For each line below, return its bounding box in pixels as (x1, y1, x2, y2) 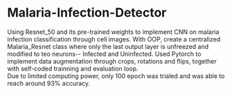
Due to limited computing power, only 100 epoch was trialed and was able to (7, 71, 225, 80)
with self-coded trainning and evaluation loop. (7, 64, 139, 73)
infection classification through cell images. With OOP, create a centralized (7, 35, 221, 43)
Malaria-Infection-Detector (7, 5, 167, 21)
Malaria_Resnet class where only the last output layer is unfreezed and (7, 42, 209, 50)
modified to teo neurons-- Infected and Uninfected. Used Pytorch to (7, 50, 202, 58)
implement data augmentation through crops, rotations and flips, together (7, 57, 217, 65)
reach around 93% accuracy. (7, 79, 91, 87)
